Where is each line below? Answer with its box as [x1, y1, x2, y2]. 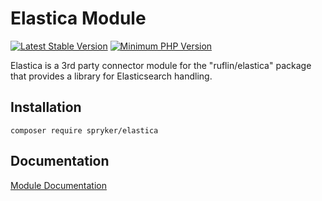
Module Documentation [10, 179, 107, 191]
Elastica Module [10, 7, 147, 30]
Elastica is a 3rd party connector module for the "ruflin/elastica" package [10, 59, 312, 71]
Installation [10, 99, 82, 116]
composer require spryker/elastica [10, 125, 159, 136]
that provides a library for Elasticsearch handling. [10, 70, 213, 82]
